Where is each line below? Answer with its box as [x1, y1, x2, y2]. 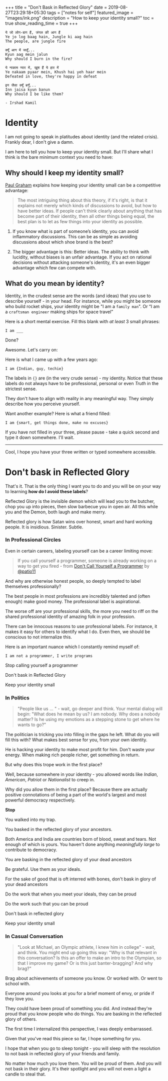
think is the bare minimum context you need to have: [5, 154, 113, 160]
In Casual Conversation [5, 933, 63, 940]
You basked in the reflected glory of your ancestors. [5, 827, 112, 833]
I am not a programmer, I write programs [5, 653, 93, 658]
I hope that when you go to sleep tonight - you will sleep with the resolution [5, 1045, 160, 1051]
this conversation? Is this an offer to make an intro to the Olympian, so [17, 955, 161, 961]
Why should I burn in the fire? [5, 56, 72, 61]
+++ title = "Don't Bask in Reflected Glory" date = [5, 5, 107, 10]
